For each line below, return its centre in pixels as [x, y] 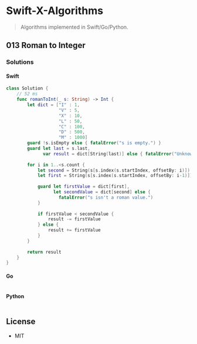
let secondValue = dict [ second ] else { [102, 192]
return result [44, 252]
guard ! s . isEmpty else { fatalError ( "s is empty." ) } [94, 143]
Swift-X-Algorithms [55, 11]
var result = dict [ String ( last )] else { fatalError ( [109, 154]
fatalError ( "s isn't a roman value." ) [106, 197]
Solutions [20, 62]
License [21, 321]
